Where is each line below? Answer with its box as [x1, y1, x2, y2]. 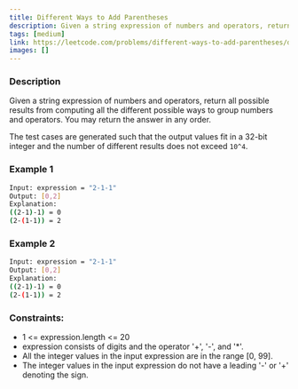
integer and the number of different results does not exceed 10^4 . [9, 141, 248, 152]
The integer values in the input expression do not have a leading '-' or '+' [21, 361, 289, 371]
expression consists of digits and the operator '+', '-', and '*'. [21, 341, 244, 352]
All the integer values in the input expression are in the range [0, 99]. [21, 351, 273, 361]
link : [9, 37, 29, 47]
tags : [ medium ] [9, 29, 66, 38]
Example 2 [9, 237, 56, 250]
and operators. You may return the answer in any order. [9, 115, 211, 125]
